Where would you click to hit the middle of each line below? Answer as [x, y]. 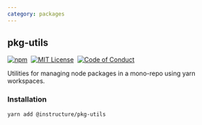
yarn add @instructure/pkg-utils [57, 114]
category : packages [36, 14]
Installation [27, 99]
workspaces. [26, 81]
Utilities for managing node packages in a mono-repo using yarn [102, 74]
